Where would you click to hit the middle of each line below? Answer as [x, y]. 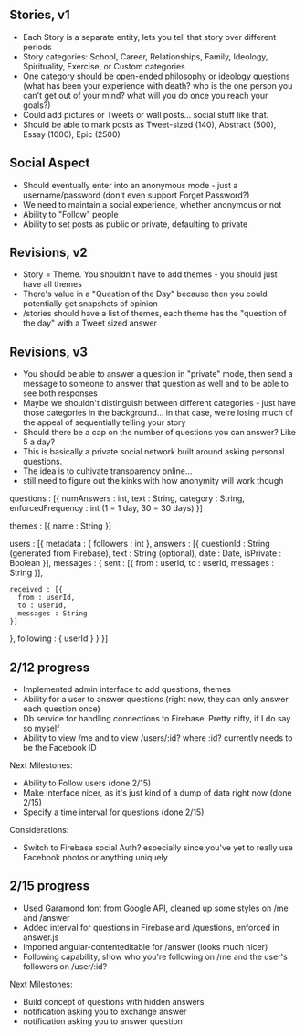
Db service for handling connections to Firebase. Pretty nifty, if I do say [157, 719]
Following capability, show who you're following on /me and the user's [155, 956]
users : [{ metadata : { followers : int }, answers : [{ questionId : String [140, 544]
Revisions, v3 [49, 352]
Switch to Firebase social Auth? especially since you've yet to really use [158, 848]
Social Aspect [50, 163]
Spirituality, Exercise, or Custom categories [104, 66]
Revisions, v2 [49, 253]
